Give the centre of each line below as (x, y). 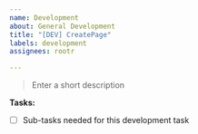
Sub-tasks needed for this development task (106, 120)
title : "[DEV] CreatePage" (60, 34)
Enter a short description (78, 85)
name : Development (44, 18)
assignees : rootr (42, 52)
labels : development (49, 43)
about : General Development (63, 26)
